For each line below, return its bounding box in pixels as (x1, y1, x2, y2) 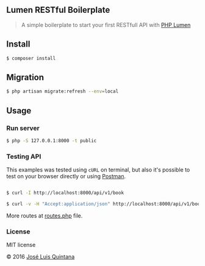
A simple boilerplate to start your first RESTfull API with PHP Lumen (21, 21, 191, 28)
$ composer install (6, 55, 56, 61)
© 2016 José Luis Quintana (6, 253, 75, 260)
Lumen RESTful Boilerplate (6, 5, 110, 15)
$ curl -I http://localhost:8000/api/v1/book (6, 190, 124, 196)
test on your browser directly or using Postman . (6, 173, 126, 180)
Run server (6, 124, 40, 132)
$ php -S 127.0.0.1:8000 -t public (6, 137, 97, 143)
